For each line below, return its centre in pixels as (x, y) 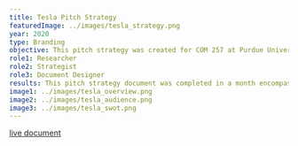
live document (35, 133)
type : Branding (37, 42)
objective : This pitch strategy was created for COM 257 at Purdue (137, 50)
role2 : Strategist (43, 67)
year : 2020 (29, 34)
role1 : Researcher (43, 58)
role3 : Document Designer (57, 75)
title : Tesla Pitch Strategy (63, 17)
